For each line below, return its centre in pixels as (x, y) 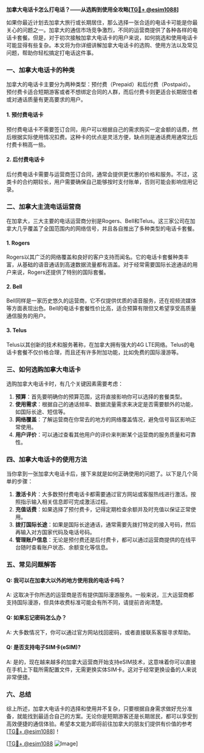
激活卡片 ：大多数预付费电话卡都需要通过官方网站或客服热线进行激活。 (103, 494)
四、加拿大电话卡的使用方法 (47, 459)
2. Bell (14, 286)
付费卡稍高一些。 (28, 145)
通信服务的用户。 (28, 316)
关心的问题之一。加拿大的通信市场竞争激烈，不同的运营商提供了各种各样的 (99, 30)
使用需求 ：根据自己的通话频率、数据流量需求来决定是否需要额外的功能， (105, 404)
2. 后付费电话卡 (25, 160)
